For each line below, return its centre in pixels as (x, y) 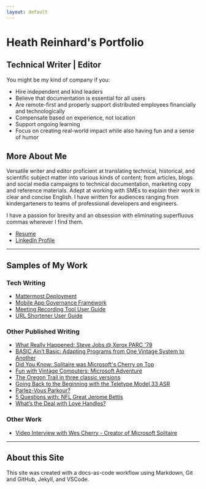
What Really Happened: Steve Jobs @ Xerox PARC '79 (84, 345)
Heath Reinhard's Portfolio (75, 42)
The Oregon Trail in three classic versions (68, 377)
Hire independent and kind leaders (59, 91)
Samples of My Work (47, 265)
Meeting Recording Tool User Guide (60, 309)
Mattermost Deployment (46, 296)
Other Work (24, 419)
